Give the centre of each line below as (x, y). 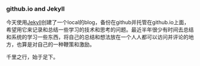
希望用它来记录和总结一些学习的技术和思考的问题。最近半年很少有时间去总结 (100, 30)
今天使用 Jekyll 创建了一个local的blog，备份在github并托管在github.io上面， (98, 22)
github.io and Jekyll (35, 9)
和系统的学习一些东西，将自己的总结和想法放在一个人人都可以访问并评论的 (97, 37)
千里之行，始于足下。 (32, 57)
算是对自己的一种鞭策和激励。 (58, 44)
